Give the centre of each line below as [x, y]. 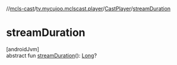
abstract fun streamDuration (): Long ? [51, 55]
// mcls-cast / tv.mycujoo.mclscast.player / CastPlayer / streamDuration [88, 9]
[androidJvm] [23, 49]
